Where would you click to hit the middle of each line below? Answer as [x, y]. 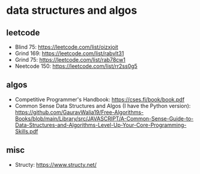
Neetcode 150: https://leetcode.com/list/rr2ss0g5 [76, 66]
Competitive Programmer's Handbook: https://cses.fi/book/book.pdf [100, 99]
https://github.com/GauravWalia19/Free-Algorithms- [79, 112]
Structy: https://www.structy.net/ [56, 164]
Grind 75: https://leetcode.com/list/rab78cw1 [70, 60]
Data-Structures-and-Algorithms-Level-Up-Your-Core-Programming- [101, 125]
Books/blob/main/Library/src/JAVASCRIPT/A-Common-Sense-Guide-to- [104, 118]
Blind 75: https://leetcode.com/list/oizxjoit [66, 47]
